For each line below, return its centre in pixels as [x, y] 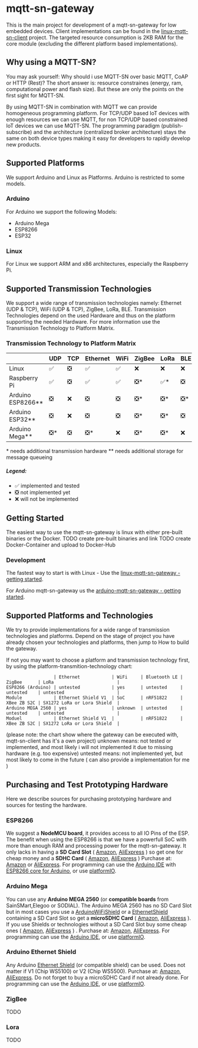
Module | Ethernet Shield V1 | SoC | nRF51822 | [95, 698]
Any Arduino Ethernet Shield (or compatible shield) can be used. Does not [96, 965]
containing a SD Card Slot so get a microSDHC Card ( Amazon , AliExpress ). [99, 918]
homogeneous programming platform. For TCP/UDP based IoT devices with [98, 113]
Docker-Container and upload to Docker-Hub [61, 545]
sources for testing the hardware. [47, 805]
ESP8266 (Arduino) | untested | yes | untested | [95, 688]
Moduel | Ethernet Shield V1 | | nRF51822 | [95, 719]
